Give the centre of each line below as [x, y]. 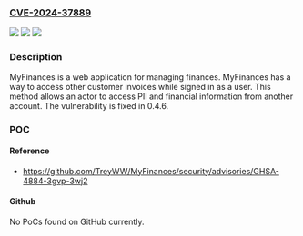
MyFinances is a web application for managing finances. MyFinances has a [150, 77]
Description [36, 57]
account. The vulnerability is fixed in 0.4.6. [89, 105]
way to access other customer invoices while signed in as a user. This [140, 86]
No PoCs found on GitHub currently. [77, 221]
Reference [30, 151]
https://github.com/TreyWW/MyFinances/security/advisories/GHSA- [151, 171]
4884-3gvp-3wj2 [55, 181]
